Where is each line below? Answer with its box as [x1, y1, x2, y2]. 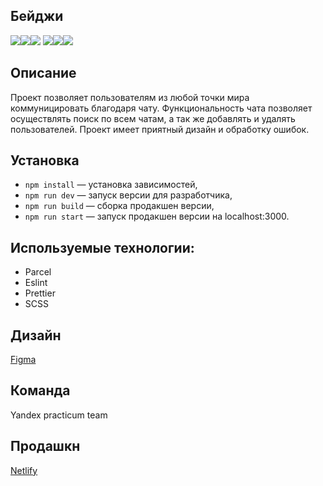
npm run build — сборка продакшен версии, [24, 200, 215, 212]
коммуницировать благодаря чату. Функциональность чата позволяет [10, 102, 313, 114]
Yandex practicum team [10, 409, 108, 421]
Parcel [24, 266, 52, 278]
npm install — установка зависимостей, [24, 179, 198, 191]
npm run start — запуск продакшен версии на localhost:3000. [24, 210, 290, 223]
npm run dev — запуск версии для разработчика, [24, 189, 233, 201]
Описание [10, 65, 77, 82]
